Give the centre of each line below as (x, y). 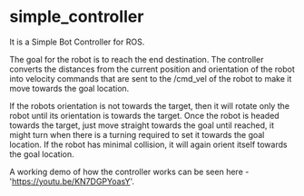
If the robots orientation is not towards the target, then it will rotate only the (150, 105)
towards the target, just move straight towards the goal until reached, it (142, 125)
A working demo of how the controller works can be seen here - (129, 171)
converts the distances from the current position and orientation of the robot (152, 69)
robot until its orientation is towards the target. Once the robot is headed (144, 115)
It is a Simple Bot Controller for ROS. (77, 42)
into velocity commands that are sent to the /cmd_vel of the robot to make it (151, 78)
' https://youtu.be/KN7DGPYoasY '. (72, 181)
